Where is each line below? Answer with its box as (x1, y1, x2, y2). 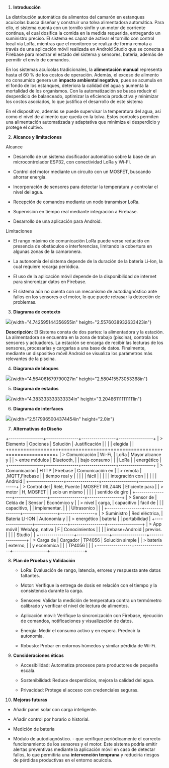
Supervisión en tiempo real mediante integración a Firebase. (13, 209, 138, 214)
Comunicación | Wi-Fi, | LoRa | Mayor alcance (66, 452, 161, 457)
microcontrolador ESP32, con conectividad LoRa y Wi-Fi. (13, 159, 131, 165)
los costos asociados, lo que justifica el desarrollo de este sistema (6, 99, 143, 105)
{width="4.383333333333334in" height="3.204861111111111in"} (11, 396, 142, 402)
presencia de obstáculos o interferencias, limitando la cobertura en (13, 243, 152, 249)
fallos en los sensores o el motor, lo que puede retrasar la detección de (13, 294, 160, 300)
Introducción (13, 5, 41, 10)
